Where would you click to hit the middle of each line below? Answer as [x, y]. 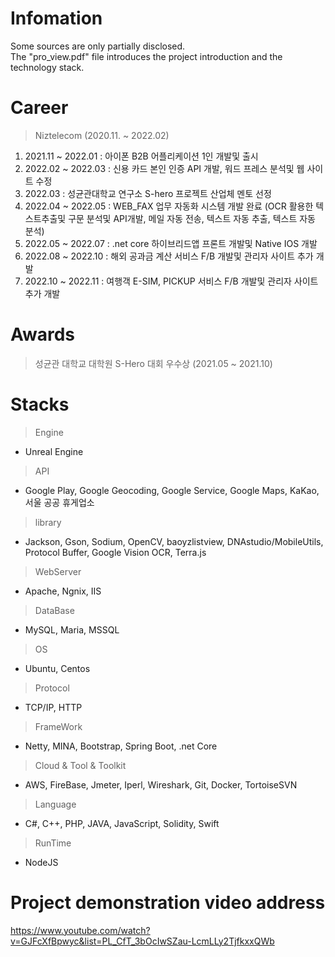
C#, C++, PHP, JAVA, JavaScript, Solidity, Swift [122, 823]
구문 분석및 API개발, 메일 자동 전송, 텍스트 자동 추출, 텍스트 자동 [192, 218]
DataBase [54, 610]
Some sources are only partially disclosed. [98, 46]
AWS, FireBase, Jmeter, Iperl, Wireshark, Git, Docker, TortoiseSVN [161, 784]
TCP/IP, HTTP [53, 707]
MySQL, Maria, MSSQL [72, 629]
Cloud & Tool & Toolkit [80, 765]
